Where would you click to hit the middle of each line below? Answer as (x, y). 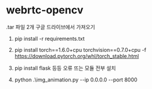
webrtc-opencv (45, 10)
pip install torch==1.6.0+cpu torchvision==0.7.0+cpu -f (80, 49)
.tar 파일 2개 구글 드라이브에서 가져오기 (51, 27)
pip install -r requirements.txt (49, 38)
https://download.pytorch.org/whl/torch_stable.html (77, 56)
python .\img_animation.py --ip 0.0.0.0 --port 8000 (76, 80)
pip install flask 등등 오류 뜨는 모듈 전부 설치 (65, 68)
